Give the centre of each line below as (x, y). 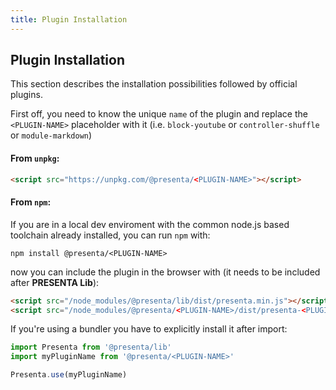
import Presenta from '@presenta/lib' (91, 347)
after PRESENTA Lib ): (55, 282)
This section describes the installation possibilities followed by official (154, 84)
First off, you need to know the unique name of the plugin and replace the (159, 114)
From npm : (31, 202)
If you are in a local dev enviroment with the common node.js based (150, 224)
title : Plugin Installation (69, 19)
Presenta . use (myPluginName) (69, 375)
